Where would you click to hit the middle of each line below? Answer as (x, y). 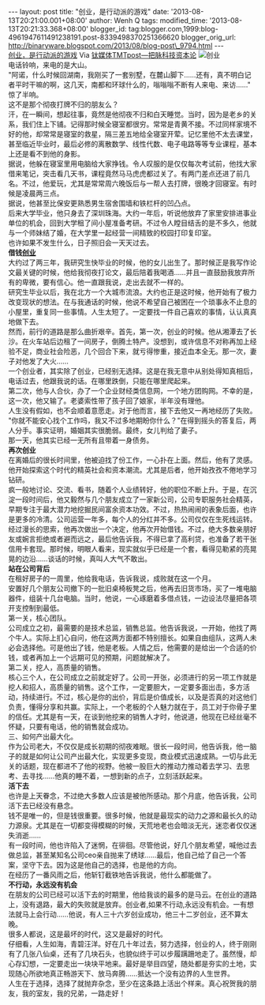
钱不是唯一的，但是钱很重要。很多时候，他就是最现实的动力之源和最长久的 (129, 815)
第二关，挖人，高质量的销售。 (56, 667)
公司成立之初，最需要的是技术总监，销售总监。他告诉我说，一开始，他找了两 (132, 628)
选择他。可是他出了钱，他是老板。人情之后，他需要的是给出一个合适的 (136, 647)
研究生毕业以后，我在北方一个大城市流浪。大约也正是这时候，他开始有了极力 (132, 292)
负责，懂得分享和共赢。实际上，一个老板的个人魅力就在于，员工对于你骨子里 (132, 707)
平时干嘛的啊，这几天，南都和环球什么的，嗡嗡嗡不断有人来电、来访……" (132, 85)
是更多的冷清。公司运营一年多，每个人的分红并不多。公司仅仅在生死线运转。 (132, 519)
